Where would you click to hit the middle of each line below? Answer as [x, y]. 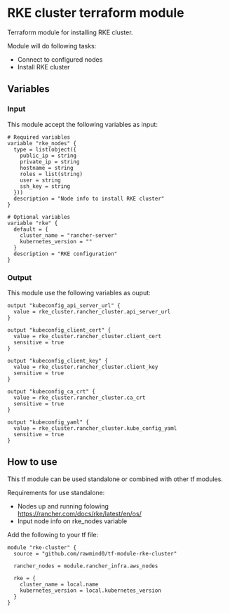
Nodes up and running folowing [63, 506]
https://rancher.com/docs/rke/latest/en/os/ [79, 513]
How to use [32, 462]
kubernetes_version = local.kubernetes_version [90, 591]
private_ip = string [50, 162]
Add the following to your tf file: [53, 534]
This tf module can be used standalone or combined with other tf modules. [115, 479]
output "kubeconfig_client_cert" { [59, 330]
